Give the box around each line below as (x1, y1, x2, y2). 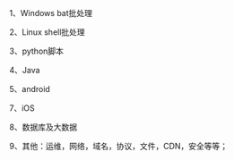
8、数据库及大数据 (9, 122, 78, 132)
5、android (9, 84, 51, 94)
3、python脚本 (9, 46, 65, 56)
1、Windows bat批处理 (9, 8, 92, 18)
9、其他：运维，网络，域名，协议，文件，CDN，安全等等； (9, 141, 229, 151)
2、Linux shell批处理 (9, 27, 85, 38)
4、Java (9, 65, 40, 75)
